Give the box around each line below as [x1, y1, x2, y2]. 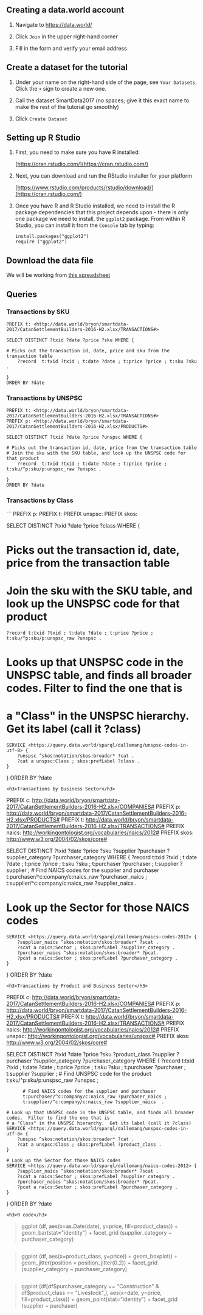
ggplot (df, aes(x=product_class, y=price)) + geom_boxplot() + [21, 1252, 178, 1260]
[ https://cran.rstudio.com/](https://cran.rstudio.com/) [15, 161, 149, 168]
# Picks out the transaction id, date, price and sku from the [6, 347, 170, 354]
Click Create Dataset [15, 115, 68, 122]
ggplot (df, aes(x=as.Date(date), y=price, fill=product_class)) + [21, 1223, 178, 1230]
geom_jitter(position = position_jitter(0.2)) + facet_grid [21, 1259, 158, 1266]
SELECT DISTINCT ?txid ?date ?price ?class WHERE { [6, 521, 140, 529]
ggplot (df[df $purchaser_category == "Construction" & [21, 1282, 159, 1289]
